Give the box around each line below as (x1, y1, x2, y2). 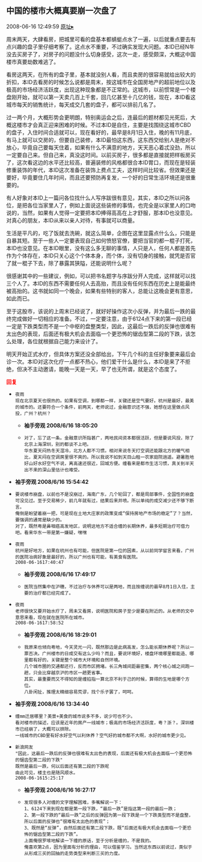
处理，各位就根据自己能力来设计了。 (11, 337, 101, 344)
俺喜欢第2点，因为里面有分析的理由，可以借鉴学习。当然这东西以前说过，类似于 (23, 844, 192, 850)
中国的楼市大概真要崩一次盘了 (6, 5, 117, 16)
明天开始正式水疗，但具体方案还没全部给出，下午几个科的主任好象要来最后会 (6, 350, 196, 358)
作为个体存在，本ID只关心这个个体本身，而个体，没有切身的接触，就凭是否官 (6, 252, 196, 259)
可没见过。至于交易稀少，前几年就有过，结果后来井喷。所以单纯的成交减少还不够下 (14, 498, 190, 504)
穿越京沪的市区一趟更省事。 (46, 670, 105, 676)
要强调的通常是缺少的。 (14, 516, 65, 523)
